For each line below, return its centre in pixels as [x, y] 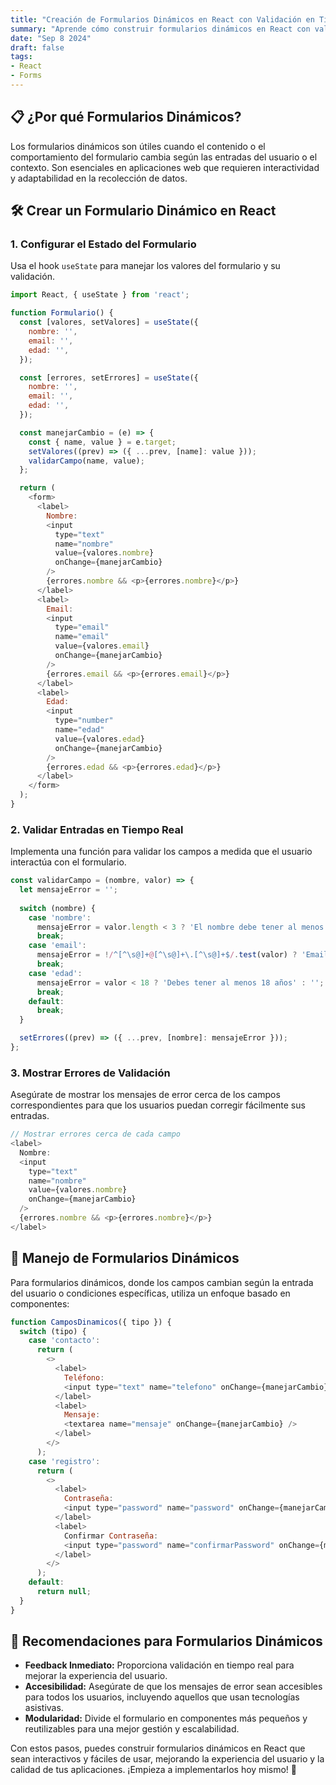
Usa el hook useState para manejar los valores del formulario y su [145, 266]
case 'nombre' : [60, 917]
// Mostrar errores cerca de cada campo [96, 1134]
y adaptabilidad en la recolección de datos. [99, 178]
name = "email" [82, 637]
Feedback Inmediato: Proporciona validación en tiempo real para [159, 1665]
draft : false [37, 47]
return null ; [64, 1592]
